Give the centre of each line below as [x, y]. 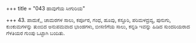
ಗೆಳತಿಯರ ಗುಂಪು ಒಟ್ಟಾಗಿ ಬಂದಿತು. [36, 33]
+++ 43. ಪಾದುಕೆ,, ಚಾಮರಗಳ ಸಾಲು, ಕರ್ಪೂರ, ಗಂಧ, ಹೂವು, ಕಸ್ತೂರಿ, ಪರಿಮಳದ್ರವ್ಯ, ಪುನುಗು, [89, 20]
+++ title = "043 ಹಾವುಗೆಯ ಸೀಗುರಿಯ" [46, 8]
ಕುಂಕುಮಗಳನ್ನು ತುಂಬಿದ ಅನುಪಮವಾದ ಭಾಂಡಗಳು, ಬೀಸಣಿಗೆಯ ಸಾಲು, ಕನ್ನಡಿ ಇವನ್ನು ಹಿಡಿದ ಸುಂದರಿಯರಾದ [98, 26]
